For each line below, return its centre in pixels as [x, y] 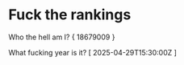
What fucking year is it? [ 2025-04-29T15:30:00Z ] [93, 52]
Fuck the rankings [70, 15]
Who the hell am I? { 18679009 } [62, 37]
